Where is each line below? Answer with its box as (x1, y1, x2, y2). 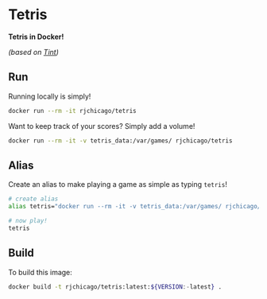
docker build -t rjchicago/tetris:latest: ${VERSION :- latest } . (8, 282, 222, 291)
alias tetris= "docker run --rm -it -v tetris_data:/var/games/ (8, 203, 222, 211)
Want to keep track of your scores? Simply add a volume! (8, 121, 195, 130)
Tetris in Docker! (8, 32, 64, 41)
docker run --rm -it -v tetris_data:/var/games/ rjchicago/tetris (8, 137, 233, 145)
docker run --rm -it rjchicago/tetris (8, 107, 137, 115)
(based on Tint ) (8, 47, 60, 56)
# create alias (8, 195, 59, 204)
